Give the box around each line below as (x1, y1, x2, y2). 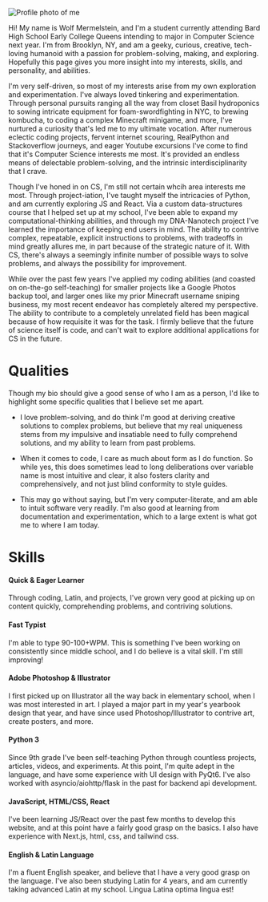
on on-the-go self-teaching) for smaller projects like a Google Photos (8, 283, 236, 292)
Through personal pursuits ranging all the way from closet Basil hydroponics (8, 99, 260, 107)
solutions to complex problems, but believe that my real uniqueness (19, 421, 243, 431)
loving (8, 49, 29, 58)
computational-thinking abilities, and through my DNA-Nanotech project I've (8, 216, 259, 225)
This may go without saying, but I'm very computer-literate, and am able (19, 494, 258, 504)
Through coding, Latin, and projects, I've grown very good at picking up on (8, 593, 255, 603)
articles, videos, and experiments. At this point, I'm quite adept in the (8, 761, 235, 771)
